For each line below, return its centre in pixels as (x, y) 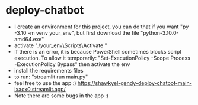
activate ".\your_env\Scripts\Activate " (60, 45)
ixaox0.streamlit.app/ (40, 89)
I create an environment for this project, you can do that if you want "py (101, 27)
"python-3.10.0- (160, 32)
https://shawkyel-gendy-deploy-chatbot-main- (135, 83)
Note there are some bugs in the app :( (61, 96)
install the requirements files (49, 70)
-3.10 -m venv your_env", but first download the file (77, 32)
